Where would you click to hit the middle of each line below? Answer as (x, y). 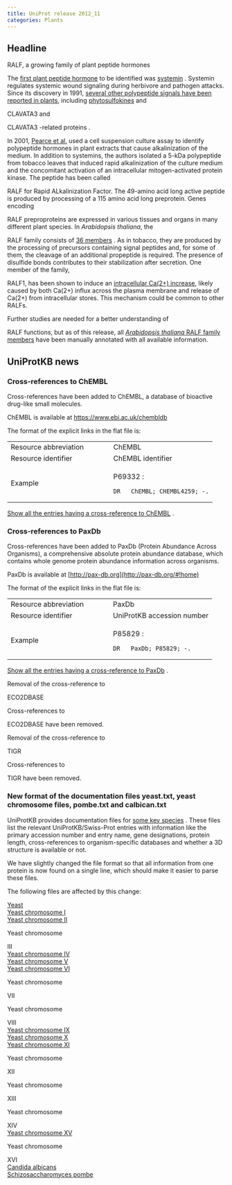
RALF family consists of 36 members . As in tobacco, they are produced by (114, 240)
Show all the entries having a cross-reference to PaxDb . (88, 670)
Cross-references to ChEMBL (58, 381)
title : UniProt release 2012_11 (54, 14)
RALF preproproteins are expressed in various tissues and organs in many (113, 219)
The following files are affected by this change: (74, 891)
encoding (21, 206)
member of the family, (39, 270)
